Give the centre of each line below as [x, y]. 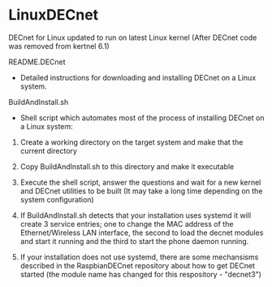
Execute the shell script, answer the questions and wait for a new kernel [140, 182]
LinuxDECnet [54, 15]
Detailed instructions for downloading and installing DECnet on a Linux [138, 77]
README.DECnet [37, 62]
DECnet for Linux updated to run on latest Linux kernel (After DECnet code [133, 37]
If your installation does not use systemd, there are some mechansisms [139, 257]
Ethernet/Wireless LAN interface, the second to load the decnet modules [142, 233]
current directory [48, 150]
